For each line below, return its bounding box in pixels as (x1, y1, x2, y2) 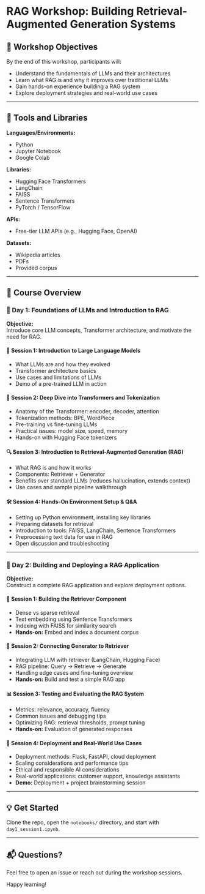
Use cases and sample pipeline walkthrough (15, 484, 127, 491)
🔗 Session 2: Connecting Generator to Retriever (6, 642, 129, 650)
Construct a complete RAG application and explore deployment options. (6, 581, 187, 588)
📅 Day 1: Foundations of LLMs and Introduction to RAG (6, 306, 169, 315)
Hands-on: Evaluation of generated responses (15, 726, 133, 733)
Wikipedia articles (15, 251, 60, 258)
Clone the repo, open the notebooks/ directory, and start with (6, 819, 160, 826)
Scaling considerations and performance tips (15, 759, 129, 767)
